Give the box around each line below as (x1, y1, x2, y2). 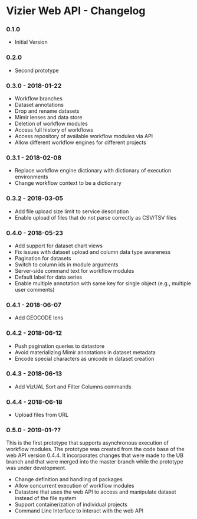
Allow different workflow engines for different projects (14, 139, 146, 146)
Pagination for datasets (14, 254, 71, 262)
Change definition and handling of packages (14, 476, 123, 483)
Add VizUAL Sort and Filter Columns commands (14, 383, 132, 390)
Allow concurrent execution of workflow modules (14, 482, 134, 489)
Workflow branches (14, 95, 63, 102)
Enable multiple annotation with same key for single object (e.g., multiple (14, 279, 192, 287)
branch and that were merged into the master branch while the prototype (6, 458, 184, 465)
